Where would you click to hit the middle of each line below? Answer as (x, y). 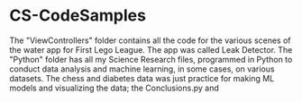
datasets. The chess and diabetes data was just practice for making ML (142, 78)
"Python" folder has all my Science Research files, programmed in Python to (151, 59)
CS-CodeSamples (78, 16)
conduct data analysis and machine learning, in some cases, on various (142, 69)
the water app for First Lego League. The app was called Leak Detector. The (151, 49)
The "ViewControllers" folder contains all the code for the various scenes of (150, 40)
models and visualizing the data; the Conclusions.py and (114, 88)
